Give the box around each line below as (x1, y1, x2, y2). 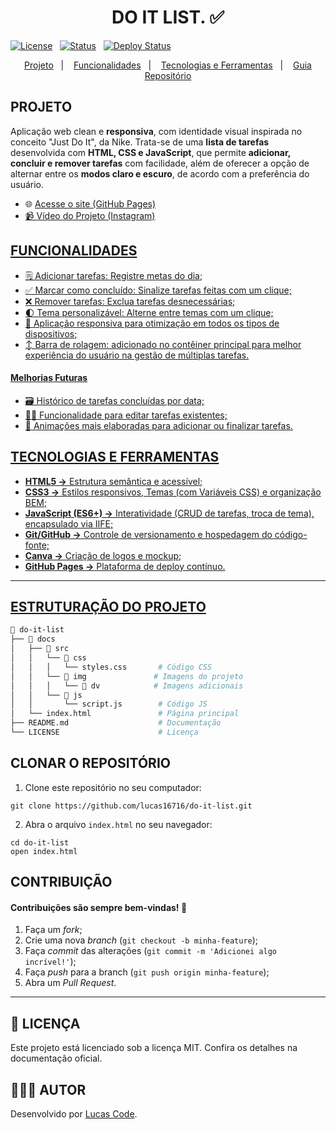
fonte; (24, 539, 50, 551)
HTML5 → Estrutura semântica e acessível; (24, 475, 203, 487)
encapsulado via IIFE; (24, 517, 114, 530)
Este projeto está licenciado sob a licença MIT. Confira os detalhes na (10, 1042, 298, 1054)
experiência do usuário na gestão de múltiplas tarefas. (24, 349, 250, 361)
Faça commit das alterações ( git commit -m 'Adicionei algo (24, 945, 277, 957)
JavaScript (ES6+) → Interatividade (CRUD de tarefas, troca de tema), (24, 507, 315, 519)
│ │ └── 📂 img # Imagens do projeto (10, 671, 244, 681)
